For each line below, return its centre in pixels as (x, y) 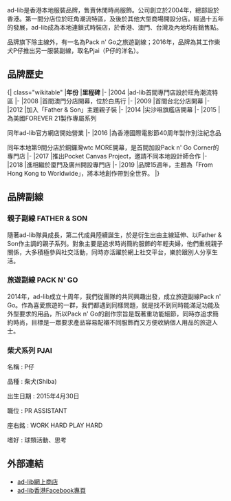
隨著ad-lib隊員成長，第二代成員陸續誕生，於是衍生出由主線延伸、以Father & (114, 235)
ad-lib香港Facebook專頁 (52, 490)
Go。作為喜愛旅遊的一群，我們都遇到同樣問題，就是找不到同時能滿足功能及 (113, 305)
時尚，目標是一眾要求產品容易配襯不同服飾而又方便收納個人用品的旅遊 (112, 322)
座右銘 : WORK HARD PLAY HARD (55, 425)
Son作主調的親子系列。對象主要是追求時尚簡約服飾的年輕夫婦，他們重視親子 (115, 243)
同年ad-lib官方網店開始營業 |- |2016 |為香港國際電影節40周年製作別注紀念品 (114, 132)
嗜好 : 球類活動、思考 (37, 440)
